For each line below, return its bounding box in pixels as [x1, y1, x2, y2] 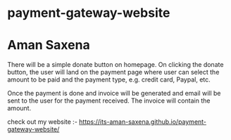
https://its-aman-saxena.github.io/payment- [78, 117, 206, 126]
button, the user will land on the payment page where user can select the [7, 68, 220, 77]
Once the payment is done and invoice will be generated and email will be [7, 89, 221, 98]
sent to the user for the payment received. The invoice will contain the [7, 96, 211, 105]
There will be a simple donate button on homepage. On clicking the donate [7, 61, 224, 69]
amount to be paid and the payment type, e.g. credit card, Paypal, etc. [7, 75, 211, 84]
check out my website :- [7, 117, 77, 126]
